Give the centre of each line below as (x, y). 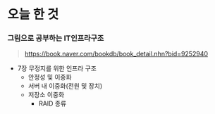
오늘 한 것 (33, 14)
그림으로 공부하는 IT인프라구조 (56, 38)
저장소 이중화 (46, 95)
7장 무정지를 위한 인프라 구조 (57, 68)
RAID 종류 (53, 103)
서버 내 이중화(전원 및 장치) (65, 86)
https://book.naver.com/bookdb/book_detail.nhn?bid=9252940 (116, 54)
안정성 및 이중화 (50, 77)
